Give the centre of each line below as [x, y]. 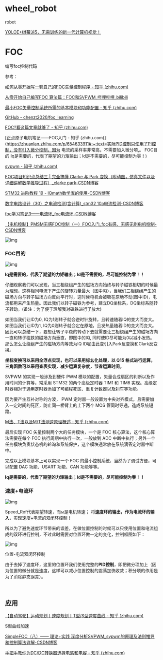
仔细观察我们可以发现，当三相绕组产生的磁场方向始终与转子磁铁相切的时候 [79, 285]
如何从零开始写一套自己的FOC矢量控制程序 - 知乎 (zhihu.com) [67, 87]
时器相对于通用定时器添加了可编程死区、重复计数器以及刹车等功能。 [73, 389]
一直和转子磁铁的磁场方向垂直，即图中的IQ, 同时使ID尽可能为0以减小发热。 [80, 338]
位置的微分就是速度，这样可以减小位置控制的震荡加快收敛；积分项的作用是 [83, 571]
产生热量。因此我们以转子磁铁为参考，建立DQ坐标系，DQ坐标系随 [88, 303]
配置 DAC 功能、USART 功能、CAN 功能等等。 [55, 467]
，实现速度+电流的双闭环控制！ [41, 518]
